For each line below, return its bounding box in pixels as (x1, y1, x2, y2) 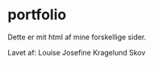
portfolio (7, 6, 67, 24)
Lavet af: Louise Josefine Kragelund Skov (7, 47, 146, 57)
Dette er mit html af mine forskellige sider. (7, 32, 147, 42)
